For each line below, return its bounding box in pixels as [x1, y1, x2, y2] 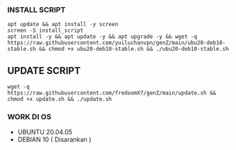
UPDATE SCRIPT [7, 65, 81, 77]
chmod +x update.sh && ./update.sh [7, 96, 112, 103]
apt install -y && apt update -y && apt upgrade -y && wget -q [7, 33, 198, 40]
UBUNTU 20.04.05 [17, 128, 73, 137]
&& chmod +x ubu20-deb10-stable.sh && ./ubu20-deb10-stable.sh [38, 46, 230, 53]
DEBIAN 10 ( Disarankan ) [17, 135, 92, 144]
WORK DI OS [7, 112, 52, 122]
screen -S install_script [7, 27, 83, 35]
